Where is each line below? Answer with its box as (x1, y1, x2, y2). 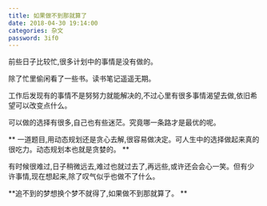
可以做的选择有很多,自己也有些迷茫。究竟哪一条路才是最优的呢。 (8, 117, 221, 128)
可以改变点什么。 (14, 101, 72, 110)
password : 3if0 (8, 34, 59, 42)
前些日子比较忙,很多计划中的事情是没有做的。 (8, 57, 158, 66)
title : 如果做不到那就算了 (8, 11, 88, 20)
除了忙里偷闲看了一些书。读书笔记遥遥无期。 (8, 73, 156, 84)
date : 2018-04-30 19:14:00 (8, 19, 98, 27)
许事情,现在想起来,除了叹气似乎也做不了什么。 (8, 172, 160, 181)
